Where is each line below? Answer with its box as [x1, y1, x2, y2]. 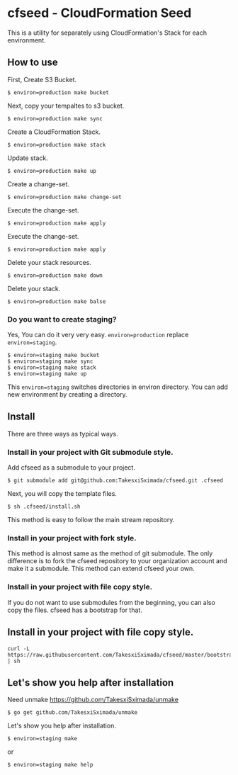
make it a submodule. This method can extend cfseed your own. [7, 565, 195, 573]
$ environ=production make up [7, 167, 97, 174]
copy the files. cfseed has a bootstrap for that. [7, 606, 143, 614]
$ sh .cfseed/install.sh [7, 503, 81, 511]
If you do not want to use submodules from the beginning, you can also [7, 598, 216, 606]
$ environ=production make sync [7, 115, 103, 122]
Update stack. [7, 154, 48, 162]
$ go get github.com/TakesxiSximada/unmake [7, 709, 138, 716]
